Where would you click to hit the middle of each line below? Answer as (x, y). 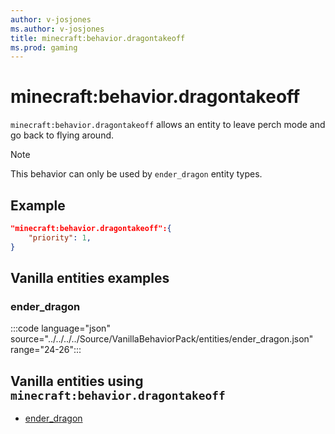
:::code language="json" (60, 328)
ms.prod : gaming (44, 47)
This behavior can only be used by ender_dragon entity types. (136, 174)
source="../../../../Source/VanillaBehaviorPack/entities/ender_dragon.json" (162, 339)
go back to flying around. (62, 135)
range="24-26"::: (46, 350)
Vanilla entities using (77, 381)
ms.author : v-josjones (57, 29)
